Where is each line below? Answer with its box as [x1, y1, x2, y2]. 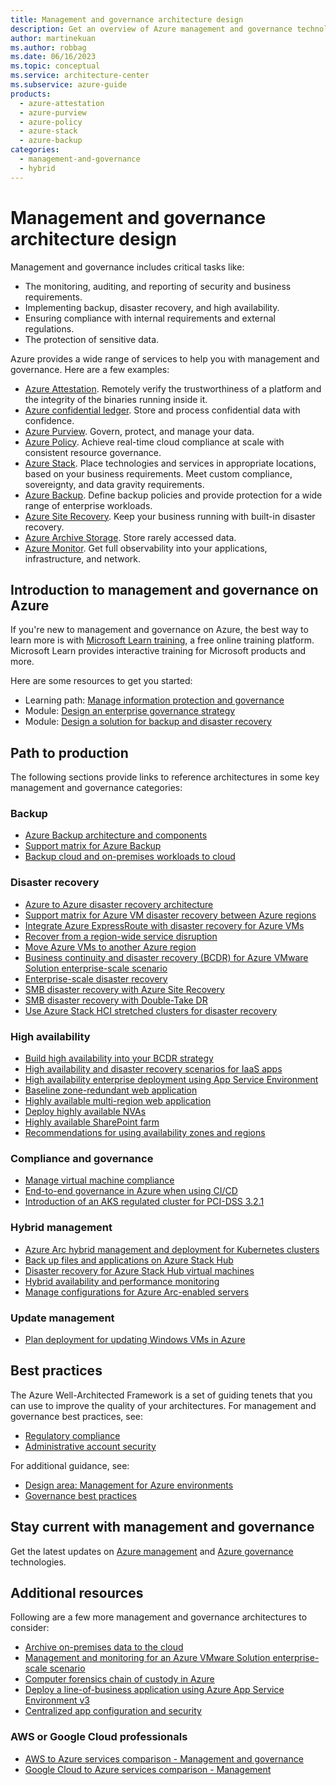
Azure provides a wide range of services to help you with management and [10, 352, 320, 365]
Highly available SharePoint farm [24, 1116, 160, 1128]
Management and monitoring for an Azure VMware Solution [24, 1652, 271, 1664]
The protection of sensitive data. [24, 333, 160, 345]
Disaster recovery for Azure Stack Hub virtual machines [24, 1264, 255, 1276]
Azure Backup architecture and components [24, 829, 208, 841]
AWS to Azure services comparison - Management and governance [24, 1752, 304, 1765]
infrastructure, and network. [24, 552, 141, 565]
